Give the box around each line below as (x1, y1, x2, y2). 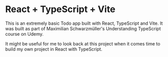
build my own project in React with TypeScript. (5, 46, 103, 52)
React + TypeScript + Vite (5, 4, 115, 15)
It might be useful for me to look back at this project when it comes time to (5, 40, 160, 46)
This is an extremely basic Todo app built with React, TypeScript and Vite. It (5, 20, 163, 26)
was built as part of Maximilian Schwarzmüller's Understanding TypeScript (5, 25, 161, 31)
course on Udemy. (5, 31, 44, 37)
